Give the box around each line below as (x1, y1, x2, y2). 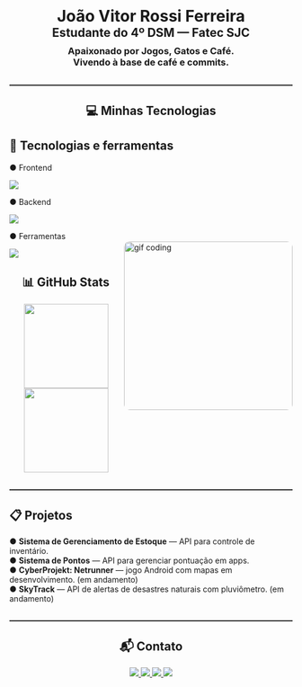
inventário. (9, 546, 49, 557)
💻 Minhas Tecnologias (85, 103, 217, 118)
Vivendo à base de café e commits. (73, 56, 229, 68)
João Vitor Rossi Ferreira (57, 6, 245, 26)
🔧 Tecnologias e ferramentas (9, 138, 173, 154)
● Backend (9, 196, 52, 207)
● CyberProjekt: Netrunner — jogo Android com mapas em (9, 565, 233, 575)
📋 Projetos (9, 507, 73, 522)
